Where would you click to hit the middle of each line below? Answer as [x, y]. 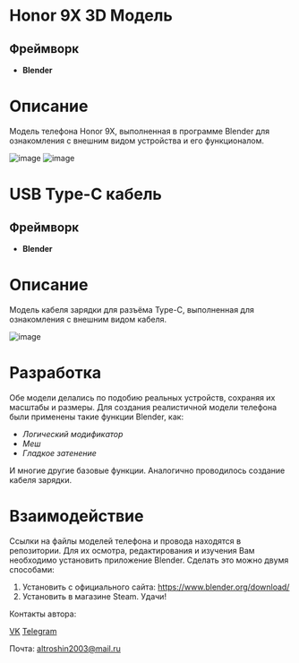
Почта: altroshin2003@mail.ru [65, 648]
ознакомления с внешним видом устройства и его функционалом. [137, 141]
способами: [32, 569]
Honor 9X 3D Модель [91, 16]
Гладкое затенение [59, 452]
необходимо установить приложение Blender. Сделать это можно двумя [149, 560]
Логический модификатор [73, 434]
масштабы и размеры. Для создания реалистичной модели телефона [143, 407]
